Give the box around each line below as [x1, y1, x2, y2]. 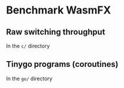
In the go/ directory [6, 75, 53, 82]
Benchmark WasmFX [6, 4, 112, 17]
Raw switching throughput [6, 27, 106, 37]
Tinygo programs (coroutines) [6, 59, 119, 69]
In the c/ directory [6, 42, 50, 49]
